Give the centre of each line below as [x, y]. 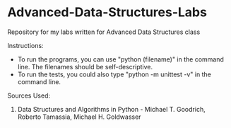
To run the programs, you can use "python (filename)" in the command [121, 59]
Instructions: [25, 45]
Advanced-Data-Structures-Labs [107, 12]
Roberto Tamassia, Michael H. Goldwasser [79, 117]
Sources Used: [29, 95]
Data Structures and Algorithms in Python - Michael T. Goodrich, [112, 109]
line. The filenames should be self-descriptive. [85, 66]
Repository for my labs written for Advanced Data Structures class [104, 32]
